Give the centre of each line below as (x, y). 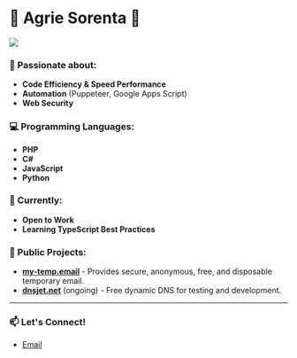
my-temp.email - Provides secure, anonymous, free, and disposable (147, 272)
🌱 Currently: (36, 200)
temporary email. (53, 281)
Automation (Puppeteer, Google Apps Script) (104, 94)
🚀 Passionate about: (53, 65)
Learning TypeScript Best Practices (88, 229)
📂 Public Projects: (48, 252)
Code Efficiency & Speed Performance (94, 84)
